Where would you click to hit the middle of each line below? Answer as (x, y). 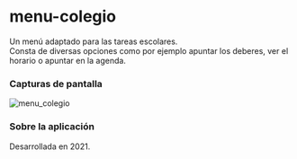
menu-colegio (63, 17)
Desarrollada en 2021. (50, 146)
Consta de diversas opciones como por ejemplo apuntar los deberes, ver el (149, 50)
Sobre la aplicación (52, 127)
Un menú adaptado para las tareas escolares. (94, 41)
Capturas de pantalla (56, 84)
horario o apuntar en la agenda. (67, 60)
